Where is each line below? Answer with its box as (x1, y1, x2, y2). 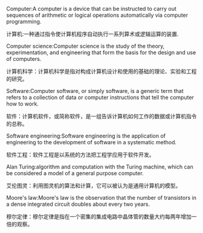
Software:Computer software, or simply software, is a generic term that (6, 88, 184, 94)
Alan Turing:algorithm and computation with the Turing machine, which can (6, 163, 193, 170)
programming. (6, 18, 42, 25)
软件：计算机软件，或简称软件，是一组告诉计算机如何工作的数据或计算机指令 (6, 113, 197, 120)
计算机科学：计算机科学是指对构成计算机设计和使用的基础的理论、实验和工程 (6, 68, 197, 75)
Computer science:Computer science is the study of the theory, (6, 42, 165, 49)
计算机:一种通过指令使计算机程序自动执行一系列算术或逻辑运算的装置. (6, 30, 179, 37)
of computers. (6, 56, 42, 62)
